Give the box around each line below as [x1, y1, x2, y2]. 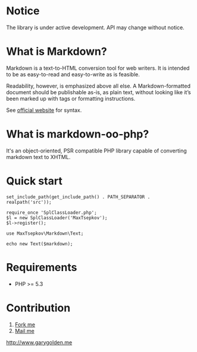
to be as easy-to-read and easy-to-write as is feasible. [6, 70, 140, 78]
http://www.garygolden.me [6, 338, 73, 346]
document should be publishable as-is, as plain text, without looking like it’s [6, 88, 192, 96]
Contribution [6, 301, 71, 314]
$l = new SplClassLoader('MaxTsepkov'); [6, 214, 108, 221]
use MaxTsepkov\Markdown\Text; [6, 230, 84, 236]
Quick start [6, 175, 62, 188]
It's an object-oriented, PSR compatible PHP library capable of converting [6, 147, 187, 154]
